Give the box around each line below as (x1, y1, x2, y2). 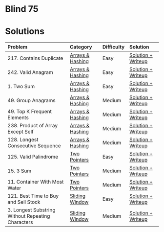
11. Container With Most (7, 179, 64, 186)
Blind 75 (5, 3, 39, 15)
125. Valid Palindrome (7, 153, 59, 160)
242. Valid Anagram (7, 69, 54, 76)
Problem (7, 44, 28, 50)
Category (70, 44, 92, 50)
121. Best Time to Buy (7, 192, 59, 199)
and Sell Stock (7, 199, 41, 206)
